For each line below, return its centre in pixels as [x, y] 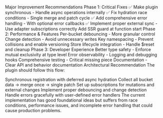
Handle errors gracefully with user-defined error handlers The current [75, 95]
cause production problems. [33, 110]
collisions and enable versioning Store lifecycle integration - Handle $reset [80, 44]
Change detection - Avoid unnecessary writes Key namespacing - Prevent [79, 39]
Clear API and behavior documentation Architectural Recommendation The [80, 65]
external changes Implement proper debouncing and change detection [76, 90]
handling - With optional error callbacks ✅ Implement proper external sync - [81, 23]
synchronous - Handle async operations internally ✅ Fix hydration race [76, 12]
